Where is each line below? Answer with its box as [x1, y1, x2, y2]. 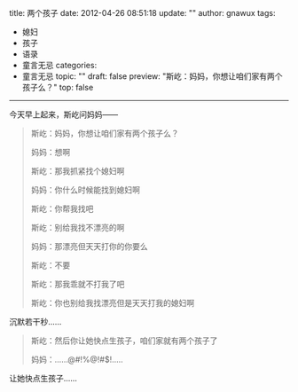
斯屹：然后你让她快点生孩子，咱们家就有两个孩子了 [30, 335, 218, 346]
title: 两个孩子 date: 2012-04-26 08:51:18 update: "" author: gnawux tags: [9, 8, 276, 18]
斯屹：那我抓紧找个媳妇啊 [30, 166, 125, 176]
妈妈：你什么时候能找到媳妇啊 [30, 184, 140, 195]
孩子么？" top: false [21, 82, 94, 92]
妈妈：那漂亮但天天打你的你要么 [30, 241, 148, 251]
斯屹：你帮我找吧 [30, 203, 94, 214]
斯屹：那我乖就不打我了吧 [30, 278, 125, 289]
